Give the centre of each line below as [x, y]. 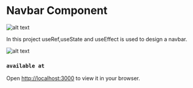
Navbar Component [57, 11]
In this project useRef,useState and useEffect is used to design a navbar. [97, 39]
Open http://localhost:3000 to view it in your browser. [73, 78]
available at [25, 66]
